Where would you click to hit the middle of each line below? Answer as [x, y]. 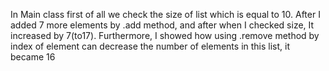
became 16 [33, 57]
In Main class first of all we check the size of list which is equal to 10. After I [165, 14]
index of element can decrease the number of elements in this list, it [150, 46]
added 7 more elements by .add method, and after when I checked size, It [162, 25]
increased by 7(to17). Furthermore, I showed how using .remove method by [165, 35]
